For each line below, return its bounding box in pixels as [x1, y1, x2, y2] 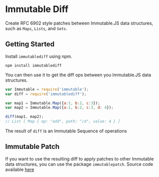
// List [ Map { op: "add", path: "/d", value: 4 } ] [5, 119, 121, 124]
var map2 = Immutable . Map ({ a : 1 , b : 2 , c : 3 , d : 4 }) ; [5, 105, 114, 110]
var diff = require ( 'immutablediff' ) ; [5, 91, 87, 96]
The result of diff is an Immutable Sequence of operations [5, 128, 127, 134]
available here [5, 166, 34, 172]
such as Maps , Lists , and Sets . [5, 25, 67, 31]
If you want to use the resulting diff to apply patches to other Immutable [5, 155, 154, 161]
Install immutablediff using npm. [5, 53, 72, 59]
